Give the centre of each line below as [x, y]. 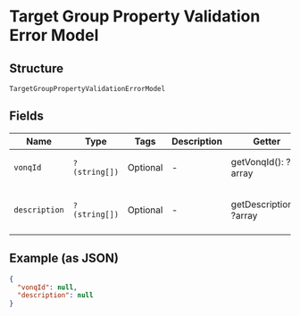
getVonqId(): [257, 162]
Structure [37, 68]
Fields [27, 116]
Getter [267, 141]
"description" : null [55, 295]
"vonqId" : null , [47, 287]
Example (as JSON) [64, 258]
